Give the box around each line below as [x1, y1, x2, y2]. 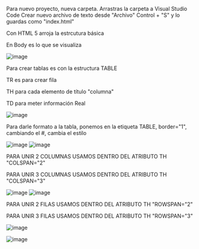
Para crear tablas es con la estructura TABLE [6, 65, 118, 72]
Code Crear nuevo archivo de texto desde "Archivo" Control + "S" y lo [6, 11, 180, 19]
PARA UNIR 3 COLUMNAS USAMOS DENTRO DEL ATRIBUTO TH [6, 171, 167, 178]
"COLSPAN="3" [6, 177, 46, 184]
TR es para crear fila [6, 77, 57, 83]
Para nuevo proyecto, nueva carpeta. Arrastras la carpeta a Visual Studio [6, 5, 188, 12]
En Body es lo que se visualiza [6, 42, 82, 48]
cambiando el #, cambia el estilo [6, 130, 87, 136]
